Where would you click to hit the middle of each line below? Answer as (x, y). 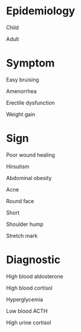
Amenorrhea (22, 91)
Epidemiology (41, 11)
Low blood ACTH (27, 311)
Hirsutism (18, 166)
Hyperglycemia (25, 299)
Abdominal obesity (29, 178)
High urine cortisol (29, 322)
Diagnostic (33, 260)
